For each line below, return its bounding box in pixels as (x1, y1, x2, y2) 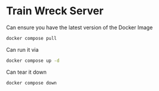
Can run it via (6, 46, 39, 53)
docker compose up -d (6, 58, 60, 64)
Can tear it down (6, 68, 47, 76)
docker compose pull (6, 35, 58, 41)
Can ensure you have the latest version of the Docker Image (6, 24, 153, 31)
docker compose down (6, 80, 58, 86)
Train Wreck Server (6, 4, 104, 18)
